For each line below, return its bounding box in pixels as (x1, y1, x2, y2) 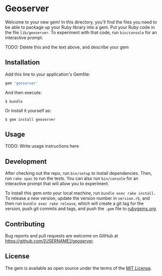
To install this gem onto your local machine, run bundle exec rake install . (5, 190, 155, 196)
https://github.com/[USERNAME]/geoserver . (5, 238, 94, 244)
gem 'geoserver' (5, 81, 38, 85)
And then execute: (5, 89, 42, 95)
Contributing (5, 220, 45, 228)
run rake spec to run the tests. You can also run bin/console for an (5, 175, 139, 181)
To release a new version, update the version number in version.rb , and (5, 195, 150, 201)
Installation (5, 58, 40, 66)
